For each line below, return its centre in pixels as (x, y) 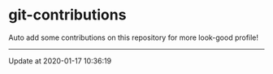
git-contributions (67, 15)
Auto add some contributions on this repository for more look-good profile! (133, 37)
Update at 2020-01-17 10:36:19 (60, 61)
